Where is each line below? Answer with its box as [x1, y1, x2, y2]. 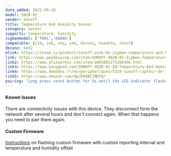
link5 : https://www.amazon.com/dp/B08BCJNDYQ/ [5, 74, 106, 79]
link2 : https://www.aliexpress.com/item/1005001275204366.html [5, 60, 142, 65]
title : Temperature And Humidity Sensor [5, 21, 93, 27]
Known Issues [5, 94, 36, 100]
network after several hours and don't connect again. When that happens [5, 111, 159, 117]
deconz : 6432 [5, 45, 33, 50]
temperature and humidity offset [5, 145, 73, 151]
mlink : [5, 50, 19, 55]
